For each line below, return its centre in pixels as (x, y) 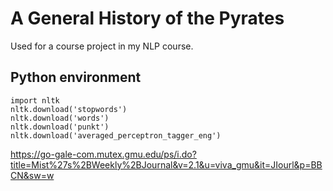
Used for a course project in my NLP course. (102, 46)
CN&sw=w (32, 175)
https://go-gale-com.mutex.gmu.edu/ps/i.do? (103, 154)
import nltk (35, 100)
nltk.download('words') (60, 118)
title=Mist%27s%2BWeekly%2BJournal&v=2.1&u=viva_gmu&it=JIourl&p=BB (166, 164)
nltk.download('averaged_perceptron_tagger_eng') (116, 135)
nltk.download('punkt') (60, 127)
